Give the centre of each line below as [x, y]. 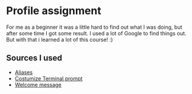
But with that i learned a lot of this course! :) [60, 39]
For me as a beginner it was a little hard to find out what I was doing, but [94, 27]
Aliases [24, 72]
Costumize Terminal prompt [49, 78]
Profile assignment [54, 11]
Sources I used [34, 58]
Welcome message [38, 85]
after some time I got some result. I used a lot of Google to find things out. [96, 33]
